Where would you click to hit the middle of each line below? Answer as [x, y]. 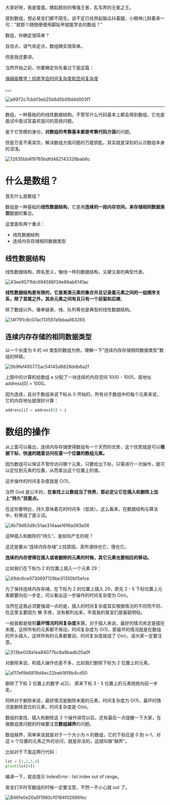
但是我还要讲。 [21, 57]
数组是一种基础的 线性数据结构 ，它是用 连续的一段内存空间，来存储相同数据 [83, 206]
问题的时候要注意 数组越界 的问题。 [58, 724]
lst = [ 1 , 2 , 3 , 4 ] [22, 762]
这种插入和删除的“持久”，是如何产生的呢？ [49, 536]
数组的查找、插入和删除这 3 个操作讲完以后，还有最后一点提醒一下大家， [81, 718]
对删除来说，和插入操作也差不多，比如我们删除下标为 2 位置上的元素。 [79, 663]
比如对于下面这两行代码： [32, 752]
